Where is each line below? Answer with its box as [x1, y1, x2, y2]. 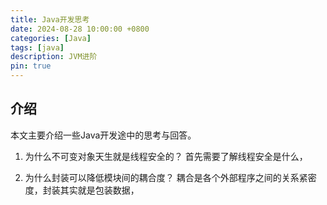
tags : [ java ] [10, 42, 65, 53]
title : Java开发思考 [10, 14, 90, 25]
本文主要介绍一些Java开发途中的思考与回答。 [10, 129, 197, 141]
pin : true [10, 61, 52, 71]
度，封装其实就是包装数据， [24, 184, 140, 196]
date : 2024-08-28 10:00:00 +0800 [10, 24, 150, 34]
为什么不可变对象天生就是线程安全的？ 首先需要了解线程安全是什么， [24, 150, 308, 162]
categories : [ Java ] [10, 33, 92, 43]
